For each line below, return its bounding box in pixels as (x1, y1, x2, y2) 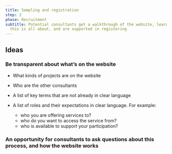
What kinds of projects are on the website (12, 72, 101, 78)
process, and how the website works (5, 142, 99, 149)
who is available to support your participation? (20, 123, 118, 129)
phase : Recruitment (5, 17, 47, 22)
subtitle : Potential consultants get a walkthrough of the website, (5, 21, 155, 27)
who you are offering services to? (20, 112, 92, 118)
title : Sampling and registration (5, 7, 79, 13)
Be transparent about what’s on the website (5, 61, 116, 68)
